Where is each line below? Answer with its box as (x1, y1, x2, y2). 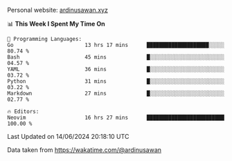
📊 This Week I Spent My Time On (7, 20, 105, 28)
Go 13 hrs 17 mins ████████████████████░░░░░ (7, 41, 225, 48)
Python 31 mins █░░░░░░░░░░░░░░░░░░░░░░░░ (7, 78, 225, 85)
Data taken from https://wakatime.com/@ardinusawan (7, 146, 161, 154)
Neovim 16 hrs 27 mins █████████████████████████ (7, 114, 225, 121)
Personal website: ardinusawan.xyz (7, 6, 109, 14)
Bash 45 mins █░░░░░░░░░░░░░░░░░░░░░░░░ (7, 54, 225, 61)
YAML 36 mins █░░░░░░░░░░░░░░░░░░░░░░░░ (7, 66, 225, 73)
